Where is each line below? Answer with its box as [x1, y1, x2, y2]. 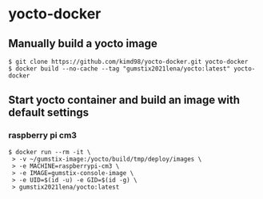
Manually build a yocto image [8, 37, 158, 50]
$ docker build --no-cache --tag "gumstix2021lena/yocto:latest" [8, 65, 230, 73]
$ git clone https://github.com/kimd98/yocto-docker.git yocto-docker [8, 58, 249, 66]
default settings [8, 105, 90, 120]
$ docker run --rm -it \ [8, 148, 91, 156]
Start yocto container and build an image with [8, 94, 241, 107]
